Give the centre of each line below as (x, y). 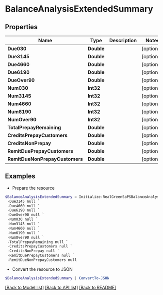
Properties (21, 27)
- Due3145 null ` (24, 201)
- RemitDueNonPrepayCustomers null (42, 260)
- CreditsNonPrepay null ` (33, 251)
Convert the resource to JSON (42, 269)
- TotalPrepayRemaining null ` (38, 242)
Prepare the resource (33, 188)
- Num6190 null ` (24, 233)
